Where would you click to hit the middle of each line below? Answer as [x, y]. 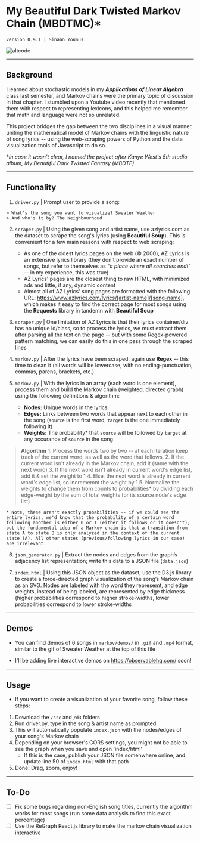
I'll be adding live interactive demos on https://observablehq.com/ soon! [103, 661]
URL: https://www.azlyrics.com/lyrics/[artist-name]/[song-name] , [104, 298]
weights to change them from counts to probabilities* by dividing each [107, 488]
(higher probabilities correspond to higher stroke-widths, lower [92, 598]
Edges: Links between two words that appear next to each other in [105, 413]
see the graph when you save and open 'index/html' [79, 749]
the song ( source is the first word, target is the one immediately [102, 420]
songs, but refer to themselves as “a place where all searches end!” [107, 266]
